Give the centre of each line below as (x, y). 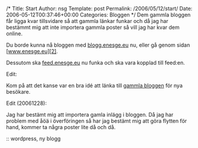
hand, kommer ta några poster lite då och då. (61, 127)
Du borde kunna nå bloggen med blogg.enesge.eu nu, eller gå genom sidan (98, 45)
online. (14, 34)
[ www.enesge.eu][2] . (32, 51)
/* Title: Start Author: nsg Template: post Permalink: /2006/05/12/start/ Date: (99, 9)
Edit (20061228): (27, 103)
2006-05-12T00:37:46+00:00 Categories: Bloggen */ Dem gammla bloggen (98, 15)
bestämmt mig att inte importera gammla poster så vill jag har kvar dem (93, 27)
